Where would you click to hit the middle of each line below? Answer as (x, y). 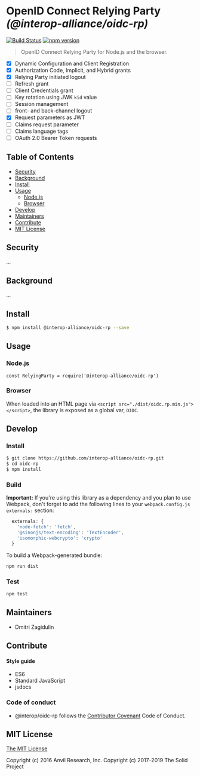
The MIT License (27, 748)
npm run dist (22, 566)
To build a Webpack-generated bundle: (54, 555)
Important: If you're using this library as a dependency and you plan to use (99, 498)
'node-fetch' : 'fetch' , (47, 527)
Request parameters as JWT (50, 117)
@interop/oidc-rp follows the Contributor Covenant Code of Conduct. (100, 716)
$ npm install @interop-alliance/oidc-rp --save (68, 327)
